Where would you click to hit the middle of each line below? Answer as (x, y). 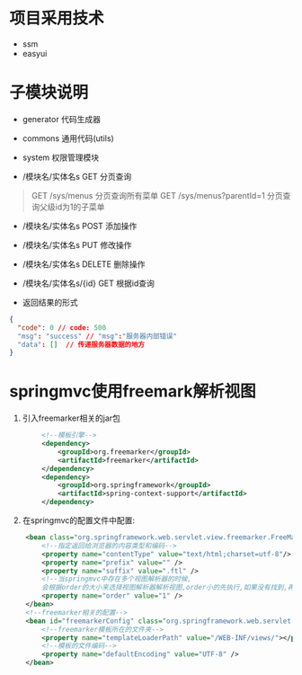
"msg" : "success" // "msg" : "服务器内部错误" (98, 336)
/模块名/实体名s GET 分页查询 (77, 176)
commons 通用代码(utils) (68, 138)
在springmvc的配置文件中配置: (79, 520)
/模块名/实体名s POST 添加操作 (80, 226)
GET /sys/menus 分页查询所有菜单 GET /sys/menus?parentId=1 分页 (157, 195)
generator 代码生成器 (62, 119)
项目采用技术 (57, 18)
